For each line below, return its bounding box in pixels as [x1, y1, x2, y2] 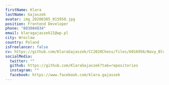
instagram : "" [10, 68, 39, 73]
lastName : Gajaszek [5, 12, 46, 17]
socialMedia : [5, 53, 33, 59]
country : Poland [5, 40, 39, 45]
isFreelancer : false [5, 44, 49, 49]
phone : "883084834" [5, 26, 46, 31]
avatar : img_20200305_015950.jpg [5, 16, 75, 21]
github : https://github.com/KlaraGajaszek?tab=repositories [10, 63, 138, 68]
